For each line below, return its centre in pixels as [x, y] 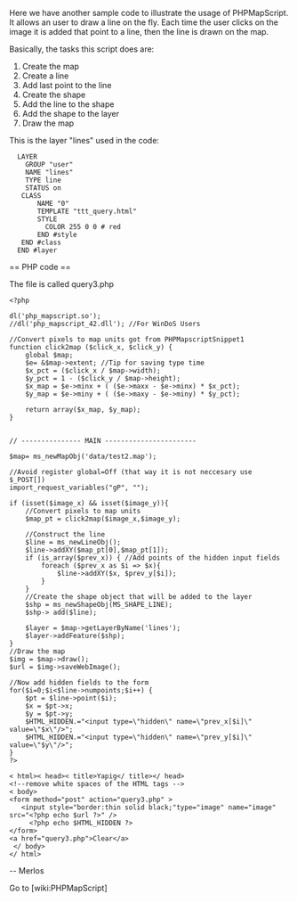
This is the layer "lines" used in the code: [84, 140]
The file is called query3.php [61, 284]
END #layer [37, 250]
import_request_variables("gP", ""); [79, 488]
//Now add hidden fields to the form [79, 683]
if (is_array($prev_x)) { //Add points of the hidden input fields [153, 558]
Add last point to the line [67, 85]
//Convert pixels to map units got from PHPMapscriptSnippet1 [127, 340]
